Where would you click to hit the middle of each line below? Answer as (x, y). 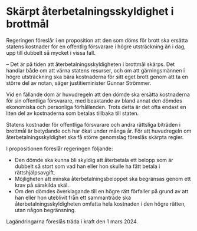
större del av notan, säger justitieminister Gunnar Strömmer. (79, 83)
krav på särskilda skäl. (42, 185)
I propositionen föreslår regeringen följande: (60, 148)
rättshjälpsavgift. (35, 172)
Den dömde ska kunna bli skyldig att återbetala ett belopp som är (94, 160)
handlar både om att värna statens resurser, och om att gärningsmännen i (96, 70)
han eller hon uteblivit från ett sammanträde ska (73, 197)
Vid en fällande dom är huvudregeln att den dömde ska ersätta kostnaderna (98, 94)
